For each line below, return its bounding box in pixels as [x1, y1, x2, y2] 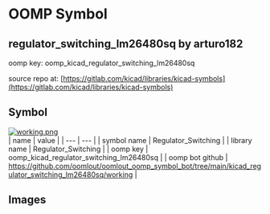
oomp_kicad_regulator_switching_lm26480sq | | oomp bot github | [8, 152, 228, 162]
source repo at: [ [8, 74, 63, 83]
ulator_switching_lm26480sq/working [8, 170, 133, 179]
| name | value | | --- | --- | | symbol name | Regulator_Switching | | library [8, 135, 252, 145]
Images [8, 193, 47, 207]
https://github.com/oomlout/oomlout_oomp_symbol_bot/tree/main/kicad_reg [8, 161, 262, 171]
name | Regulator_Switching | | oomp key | [8, 144, 149, 154]
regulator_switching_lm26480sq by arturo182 [8, 37, 243, 51]
